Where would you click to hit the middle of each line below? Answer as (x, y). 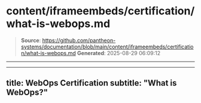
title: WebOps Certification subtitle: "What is (92, 83)
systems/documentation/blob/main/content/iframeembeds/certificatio (107, 47)
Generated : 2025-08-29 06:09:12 (119, 53)
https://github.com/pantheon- (79, 40)
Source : (31, 40)
